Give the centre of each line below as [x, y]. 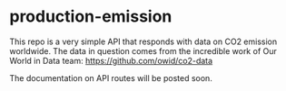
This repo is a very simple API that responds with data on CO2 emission [143, 41]
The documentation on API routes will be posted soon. [111, 77]
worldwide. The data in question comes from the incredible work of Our [143, 50]
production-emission [91, 17]
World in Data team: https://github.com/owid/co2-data [111, 60]
